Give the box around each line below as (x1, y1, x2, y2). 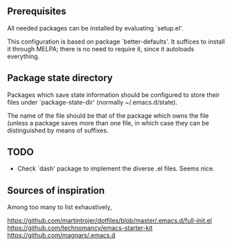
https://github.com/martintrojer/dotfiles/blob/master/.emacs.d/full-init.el (7, 216, 213, 225)
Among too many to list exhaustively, (7, 203, 112, 211)
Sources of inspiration (7, 184, 105, 196)
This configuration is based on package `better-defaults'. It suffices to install (7, 37, 225, 46)
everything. (7, 52, 40, 60)
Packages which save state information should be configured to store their (7, 90, 220, 99)
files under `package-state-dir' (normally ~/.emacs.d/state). (7, 98, 178, 106)
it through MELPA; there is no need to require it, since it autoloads (7, 44, 195, 53)
